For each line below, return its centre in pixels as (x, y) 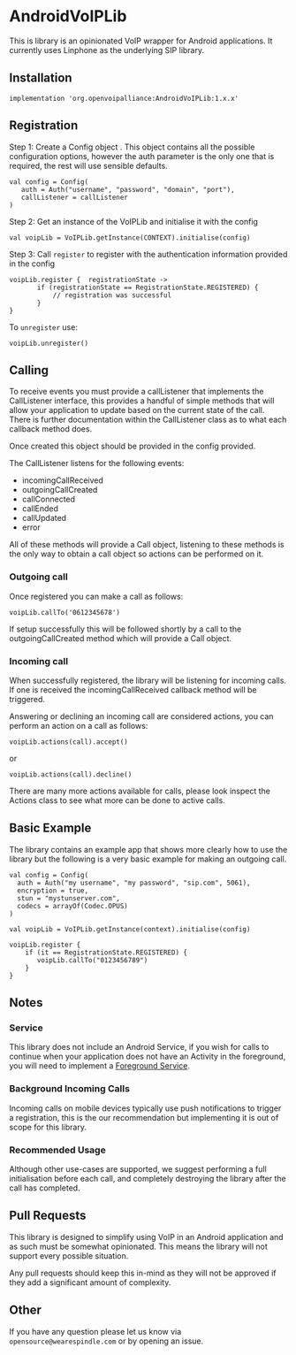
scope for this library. (48, 1127)
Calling (29, 370)
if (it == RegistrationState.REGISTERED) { (106, 953)
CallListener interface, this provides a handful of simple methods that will (142, 401)
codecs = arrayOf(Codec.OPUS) (72, 906)
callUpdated (44, 518)
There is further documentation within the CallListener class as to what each (148, 420)
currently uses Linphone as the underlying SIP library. (107, 50)
